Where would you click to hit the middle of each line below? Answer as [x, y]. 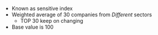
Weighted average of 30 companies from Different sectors [82, 15]
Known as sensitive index [42, 8]
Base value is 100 [32, 27]
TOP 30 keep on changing [52, 21]
